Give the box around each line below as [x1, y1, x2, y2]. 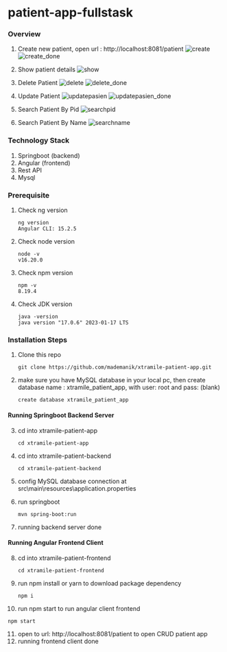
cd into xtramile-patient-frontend [17, 554, 112, 562]
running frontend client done [17, 637, 99, 645]
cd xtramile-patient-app [17, 439, 89, 447]
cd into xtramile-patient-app [17, 426, 98, 434]
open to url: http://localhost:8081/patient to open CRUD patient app [17, 629, 208, 638]
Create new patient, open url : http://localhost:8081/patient [17, 45, 184, 53]
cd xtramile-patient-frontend [17, 567, 105, 574]
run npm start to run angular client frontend [17, 604, 141, 612]
